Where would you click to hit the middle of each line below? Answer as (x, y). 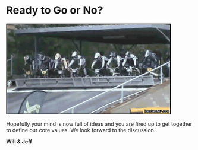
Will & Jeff (19, 141)
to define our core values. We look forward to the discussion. (81, 130)
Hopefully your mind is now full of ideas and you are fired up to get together (99, 124)
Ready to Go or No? (55, 10)
